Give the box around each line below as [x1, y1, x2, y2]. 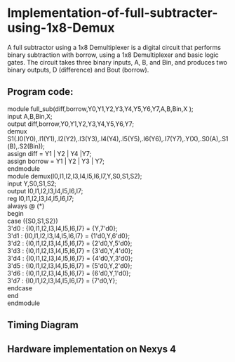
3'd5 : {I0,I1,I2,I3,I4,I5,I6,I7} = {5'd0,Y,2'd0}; [7, 261, 133, 270]
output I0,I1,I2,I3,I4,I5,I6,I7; [7, 186, 83, 195]
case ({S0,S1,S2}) [7, 216, 58, 225]
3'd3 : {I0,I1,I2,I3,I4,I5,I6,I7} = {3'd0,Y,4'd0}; [7, 246, 133, 254]
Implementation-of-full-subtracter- [7, 5, 218, 21]
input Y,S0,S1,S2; [7, 179, 58, 188]
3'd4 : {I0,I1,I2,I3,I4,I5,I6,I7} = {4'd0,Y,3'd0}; [7, 254, 133, 262]
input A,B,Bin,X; [7, 112, 53, 120]
